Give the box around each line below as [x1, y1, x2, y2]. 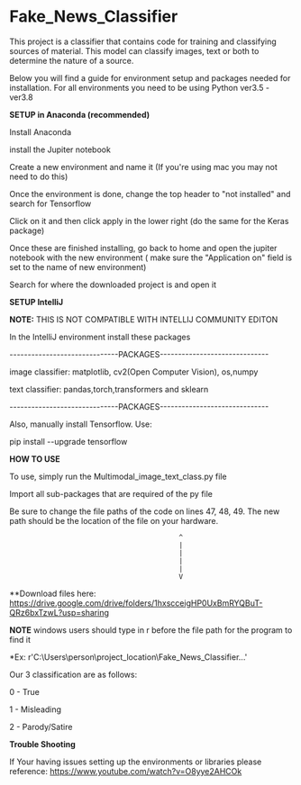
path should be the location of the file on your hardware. [9, 515, 219, 526]
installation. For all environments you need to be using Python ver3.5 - [9, 82, 270, 93]
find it [9, 634, 32, 645]
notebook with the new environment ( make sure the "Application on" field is [9, 252, 293, 263]
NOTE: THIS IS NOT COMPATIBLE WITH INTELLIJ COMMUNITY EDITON [9, 313, 278, 325]
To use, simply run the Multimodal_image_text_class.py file [9, 471, 227, 482]
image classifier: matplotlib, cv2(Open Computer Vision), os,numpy [9, 366, 259, 377]
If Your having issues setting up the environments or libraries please [9, 756, 262, 767]
